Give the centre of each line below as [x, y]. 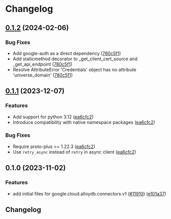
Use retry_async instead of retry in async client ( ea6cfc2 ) [74, 152]
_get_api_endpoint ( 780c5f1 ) [42, 64]
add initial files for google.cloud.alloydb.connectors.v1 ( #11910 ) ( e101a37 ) [89, 193]
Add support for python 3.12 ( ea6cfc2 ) [53, 117]
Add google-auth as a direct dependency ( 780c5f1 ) [67, 53]
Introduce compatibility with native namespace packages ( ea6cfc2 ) [84, 122]
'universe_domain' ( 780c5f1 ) [43, 75]
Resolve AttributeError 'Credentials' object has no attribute [74, 69]
